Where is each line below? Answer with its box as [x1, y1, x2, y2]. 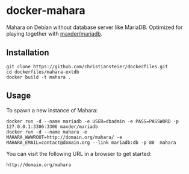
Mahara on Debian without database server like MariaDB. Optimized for [6, 24, 183, 31]
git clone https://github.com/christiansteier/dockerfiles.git [6, 63, 169, 69]
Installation [6, 48, 49, 58]
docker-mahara [6, 4, 85, 18]
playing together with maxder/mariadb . [6, 30, 103, 37]
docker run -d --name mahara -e [6, 129, 87, 135]
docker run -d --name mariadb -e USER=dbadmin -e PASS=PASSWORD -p [6, 118, 179, 124]
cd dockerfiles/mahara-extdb [6, 69, 79, 75]
